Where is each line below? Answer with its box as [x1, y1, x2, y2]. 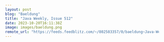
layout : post [5, 7, 32, 12]
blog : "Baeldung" [5, 12, 41, 16]
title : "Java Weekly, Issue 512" [5, 16, 73, 21]
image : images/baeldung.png [5, 25, 62, 30]
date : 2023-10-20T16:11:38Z [5, 20, 62, 26]
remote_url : [5, 29, 29, 34]
